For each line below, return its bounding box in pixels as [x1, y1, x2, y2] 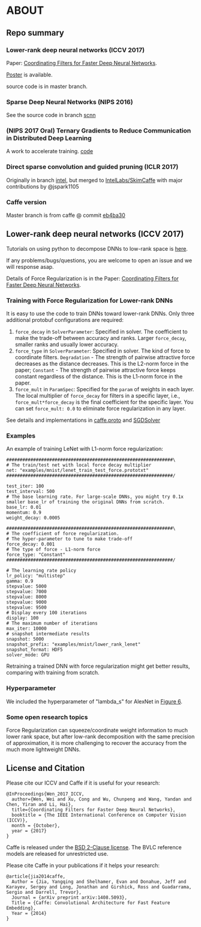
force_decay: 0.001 [6, 541, 55, 547]
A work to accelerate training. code [6, 148, 94, 155]
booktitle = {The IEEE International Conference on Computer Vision [11, 812, 187, 818]
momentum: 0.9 [6, 510, 42, 516]
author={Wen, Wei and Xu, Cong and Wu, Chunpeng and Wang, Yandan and [11, 796, 192, 802]
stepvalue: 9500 [6, 605, 47, 611]
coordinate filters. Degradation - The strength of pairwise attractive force [14, 354, 195, 361]
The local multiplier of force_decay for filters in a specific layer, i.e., [14, 392, 181, 400]
